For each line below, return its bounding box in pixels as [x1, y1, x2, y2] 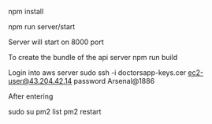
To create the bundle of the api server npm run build [8, 53, 178, 62]
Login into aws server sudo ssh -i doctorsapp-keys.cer [8, 68, 187, 77]
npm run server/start [8, 22, 76, 31]
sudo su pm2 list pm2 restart [8, 107, 102, 116]
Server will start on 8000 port [8, 37, 104, 47]
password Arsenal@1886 [73, 77, 155, 85]
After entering [8, 92, 54, 101]
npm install [8, 7, 44, 16]
